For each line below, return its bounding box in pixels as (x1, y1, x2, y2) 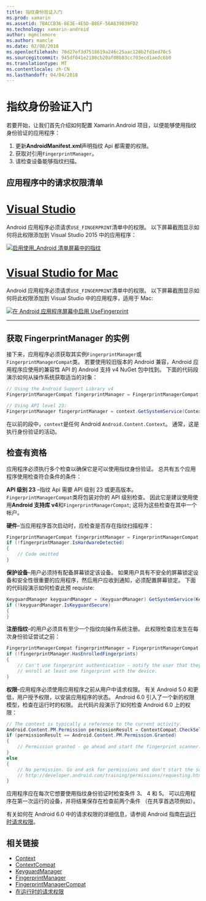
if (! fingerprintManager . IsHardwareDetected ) (6, 539, 124, 546)
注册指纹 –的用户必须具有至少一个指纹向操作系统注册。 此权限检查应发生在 (6, 625, 193, 633)
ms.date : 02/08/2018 (6, 44, 59, 50)
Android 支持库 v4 (12, 501, 59, 508)
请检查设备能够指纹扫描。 (15, 158, 80, 165)
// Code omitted (17, 551, 59, 557)
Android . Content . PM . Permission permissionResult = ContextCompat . (6, 727, 180, 733)
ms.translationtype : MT (6, 60, 67, 66)
